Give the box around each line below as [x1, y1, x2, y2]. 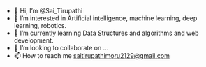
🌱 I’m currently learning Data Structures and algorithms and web [13, 29, 199, 37]
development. [13, 36, 54, 45]
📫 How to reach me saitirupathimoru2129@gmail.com [13, 52, 170, 59]
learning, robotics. [13, 22, 67, 29]
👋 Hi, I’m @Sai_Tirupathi [13, 7, 83, 15]
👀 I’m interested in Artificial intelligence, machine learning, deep [13, 14, 198, 22]
